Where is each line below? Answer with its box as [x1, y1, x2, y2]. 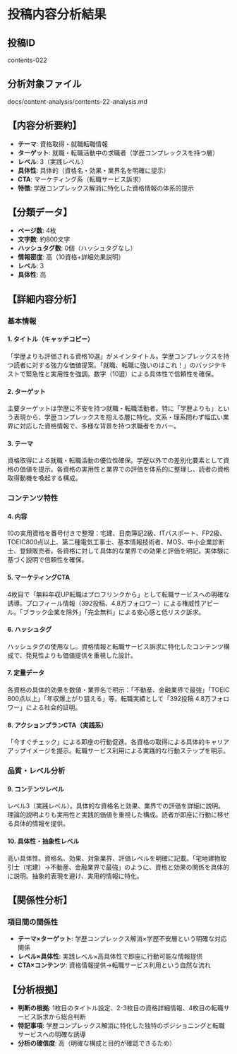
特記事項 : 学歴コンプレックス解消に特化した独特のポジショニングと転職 [17, 1022, 225, 1030]
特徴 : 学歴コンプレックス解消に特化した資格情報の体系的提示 [17, 184, 194, 192]
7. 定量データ [7, 669, 44, 677]
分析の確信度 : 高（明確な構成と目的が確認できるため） [17, 1039, 176, 1048]
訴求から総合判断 [36, 1012, 86, 1021]
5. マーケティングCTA [7, 573, 71, 582]
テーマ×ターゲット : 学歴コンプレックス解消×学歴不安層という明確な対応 [17, 935, 227, 943]
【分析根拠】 [7, 983, 63, 995]
